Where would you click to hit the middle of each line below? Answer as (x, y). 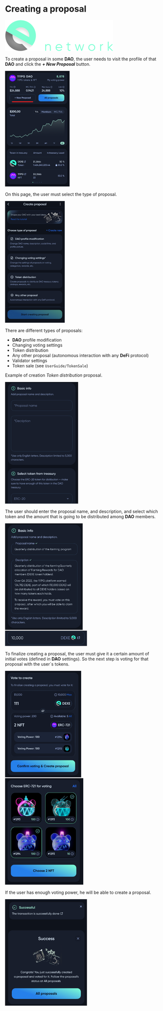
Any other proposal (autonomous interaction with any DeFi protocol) (81, 355)
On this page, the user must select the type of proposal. (61, 194)
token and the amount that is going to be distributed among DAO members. (80, 516)
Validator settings (30, 361)
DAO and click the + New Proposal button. (48, 64)
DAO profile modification (37, 340)
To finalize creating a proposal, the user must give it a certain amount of (77, 653)
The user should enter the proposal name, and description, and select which (81, 511)
